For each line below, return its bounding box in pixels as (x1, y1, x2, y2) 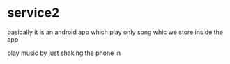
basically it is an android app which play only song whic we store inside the (7, 28, 223, 36)
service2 (7, 5, 60, 21)
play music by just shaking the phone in (7, 49, 121, 57)
